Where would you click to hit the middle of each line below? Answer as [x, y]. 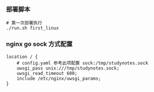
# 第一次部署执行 [24, 23]
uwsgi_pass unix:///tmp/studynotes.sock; [68, 68]
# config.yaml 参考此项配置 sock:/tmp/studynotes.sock [83, 63]
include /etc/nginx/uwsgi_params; [59, 78]
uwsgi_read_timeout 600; [47, 73]
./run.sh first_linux [33, 28]
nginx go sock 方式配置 [39, 44]
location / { [22, 57]
